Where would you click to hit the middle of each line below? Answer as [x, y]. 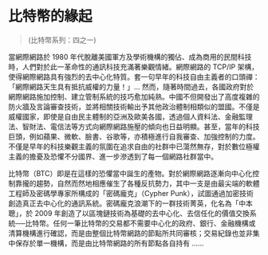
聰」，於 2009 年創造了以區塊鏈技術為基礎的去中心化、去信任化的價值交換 [129, 213]
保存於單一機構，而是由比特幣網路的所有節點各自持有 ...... [110, 243]
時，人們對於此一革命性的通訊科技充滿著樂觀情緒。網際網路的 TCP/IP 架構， [134, 67]
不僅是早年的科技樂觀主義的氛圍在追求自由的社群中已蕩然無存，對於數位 [127, 146]
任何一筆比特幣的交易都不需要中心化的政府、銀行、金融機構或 [154, 223]
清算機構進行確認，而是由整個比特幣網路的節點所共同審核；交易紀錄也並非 [130, 233]
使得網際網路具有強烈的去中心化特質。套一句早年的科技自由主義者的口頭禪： [134, 76]
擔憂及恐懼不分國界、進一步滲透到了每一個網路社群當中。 [123, 156]
